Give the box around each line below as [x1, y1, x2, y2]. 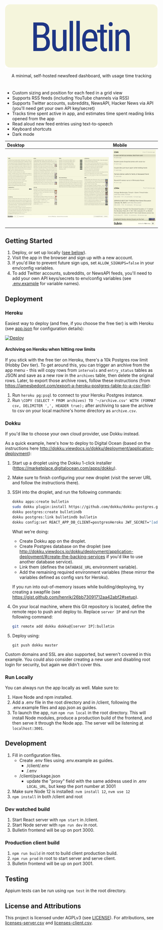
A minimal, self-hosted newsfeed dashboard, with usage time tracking [11, 73, 152, 79]
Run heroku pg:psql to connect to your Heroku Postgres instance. [12, 392, 144, 398]
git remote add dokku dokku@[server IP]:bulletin [12, 624, 115, 629]
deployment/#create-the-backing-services [19, 553, 105, 559]
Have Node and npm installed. [12, 694, 73, 700]
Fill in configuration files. [12, 752, 62, 758]
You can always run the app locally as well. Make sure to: [5, 685, 119, 691]
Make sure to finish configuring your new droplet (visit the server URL [12, 474, 152, 481]
